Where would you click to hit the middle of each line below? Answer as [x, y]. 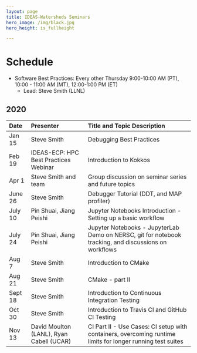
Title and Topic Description [126, 126]
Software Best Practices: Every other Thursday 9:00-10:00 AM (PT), [97, 78]
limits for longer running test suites [135, 341]
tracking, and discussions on [127, 242]
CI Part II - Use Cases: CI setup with [137, 327]
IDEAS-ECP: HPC [55, 152]
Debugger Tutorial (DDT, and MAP [135, 194]
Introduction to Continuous [125, 293]
